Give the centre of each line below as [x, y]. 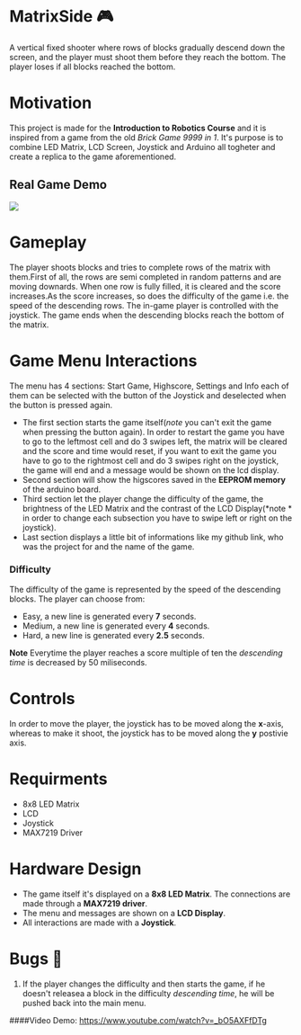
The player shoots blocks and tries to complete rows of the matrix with [140, 267]
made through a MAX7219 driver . [85, 903]
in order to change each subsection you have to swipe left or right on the [157, 518]
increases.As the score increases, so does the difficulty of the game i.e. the [149, 296]
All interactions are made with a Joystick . [99, 923]
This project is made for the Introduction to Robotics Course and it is [138, 128]
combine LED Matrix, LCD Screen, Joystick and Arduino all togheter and [142, 147]
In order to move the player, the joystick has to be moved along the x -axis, [147, 723]
